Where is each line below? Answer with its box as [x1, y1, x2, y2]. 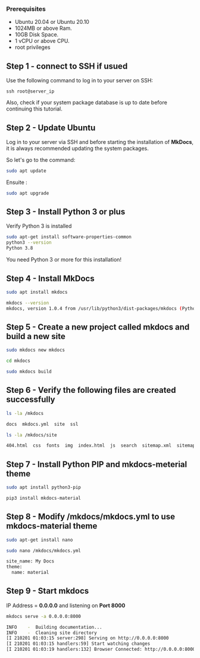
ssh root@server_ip [6, 88, 55, 94]
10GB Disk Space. [14, 31, 59, 38]
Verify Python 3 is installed [6, 223, 72, 230]
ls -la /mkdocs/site [6, 432, 58, 438]
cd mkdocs [6, 358, 31, 364]
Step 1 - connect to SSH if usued [6, 61, 128, 71]
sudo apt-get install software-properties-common [6, 234, 132, 240]
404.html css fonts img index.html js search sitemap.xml [6, 442, 171, 449]
